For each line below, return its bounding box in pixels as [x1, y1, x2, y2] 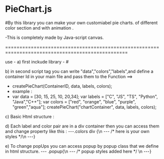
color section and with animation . [5, 25, 74, 31]
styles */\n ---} [5, 133, 35, 139]
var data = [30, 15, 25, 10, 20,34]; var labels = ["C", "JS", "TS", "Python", [12, 94, 158, 99]
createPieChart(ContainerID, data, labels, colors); [12, 83, 112, 89]
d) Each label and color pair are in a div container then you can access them [5, 123, 160, 129]
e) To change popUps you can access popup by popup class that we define [5, 143, 159, 149]
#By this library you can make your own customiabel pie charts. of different [5, 20, 158, 26]
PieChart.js [5, 3, 52, 15]
